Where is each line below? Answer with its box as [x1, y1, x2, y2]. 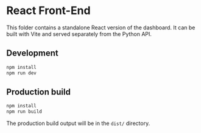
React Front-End [6, 4, 91, 18]
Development [6, 48, 59, 59]
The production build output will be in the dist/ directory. [6, 120, 150, 127]
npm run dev [6, 70, 37, 76]
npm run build [6, 109, 43, 115]
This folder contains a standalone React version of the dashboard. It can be [6, 24, 196, 31]
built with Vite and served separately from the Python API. [6, 30, 152, 37]
